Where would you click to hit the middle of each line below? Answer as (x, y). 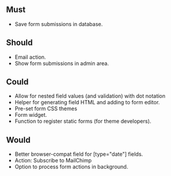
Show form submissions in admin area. (62, 63)
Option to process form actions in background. (71, 167)
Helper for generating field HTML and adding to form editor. (87, 103)
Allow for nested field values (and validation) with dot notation (90, 96)
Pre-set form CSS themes (46, 108)
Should (19, 43)
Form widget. (31, 115)
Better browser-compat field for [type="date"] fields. (79, 154)
